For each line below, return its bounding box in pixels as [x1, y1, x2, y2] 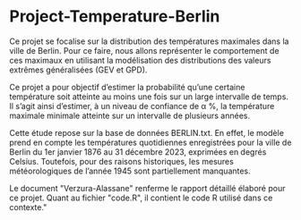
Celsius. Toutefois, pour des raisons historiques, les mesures [9, 156, 235, 166]
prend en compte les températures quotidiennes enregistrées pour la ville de [9, 137, 292, 148]
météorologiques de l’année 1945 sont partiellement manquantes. [9, 165, 251, 176]
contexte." [9, 201, 47, 212]
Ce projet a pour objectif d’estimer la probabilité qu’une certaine [9, 81, 245, 92]
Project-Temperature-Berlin [9, 6, 220, 27]
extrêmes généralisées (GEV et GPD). [9, 64, 148, 75]
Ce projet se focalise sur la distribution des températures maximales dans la [9, 36, 289, 47]
